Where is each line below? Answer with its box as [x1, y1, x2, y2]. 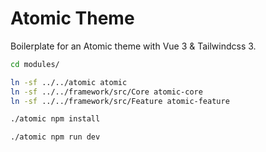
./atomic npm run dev [10, 132, 101, 142]
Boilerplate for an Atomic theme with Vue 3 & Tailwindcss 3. [10, 40, 257, 52]
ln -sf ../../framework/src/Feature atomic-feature [10, 96, 230, 106]
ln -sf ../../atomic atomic [10, 77, 128, 87]
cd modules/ [10, 59, 60, 69]
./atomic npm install [10, 114, 101, 124]
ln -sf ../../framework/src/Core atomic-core [10, 87, 203, 97]
